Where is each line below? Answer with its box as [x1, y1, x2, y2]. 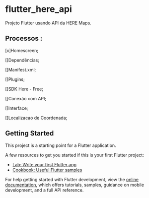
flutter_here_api [5, 3, 72, 15]
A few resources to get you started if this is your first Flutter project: [5, 152, 144, 158]
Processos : [5, 34, 43, 43]
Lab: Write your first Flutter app [12, 161, 77, 167]
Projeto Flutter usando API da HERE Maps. [5, 20, 92, 26]
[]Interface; [5, 105, 28, 111]
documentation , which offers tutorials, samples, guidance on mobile [5, 182, 144, 188]
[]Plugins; [5, 76, 25, 82]
